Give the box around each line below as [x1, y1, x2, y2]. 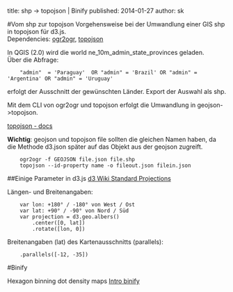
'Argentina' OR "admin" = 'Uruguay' [7, 75, 113, 82]
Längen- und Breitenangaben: [7, 188, 93, 196]
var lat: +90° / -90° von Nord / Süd [19, 207, 129, 214]
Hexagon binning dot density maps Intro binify [7, 277, 140, 285]
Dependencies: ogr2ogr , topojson [7, 35, 104, 43]
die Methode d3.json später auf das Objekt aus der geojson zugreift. [7, 143, 203, 151]
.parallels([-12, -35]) [19, 251, 89, 258]
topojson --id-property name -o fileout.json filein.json [19, 162, 191, 169]
